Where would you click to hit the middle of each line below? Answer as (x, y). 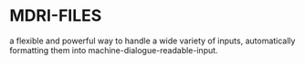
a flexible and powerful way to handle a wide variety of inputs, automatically (152, 41)
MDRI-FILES (56, 16)
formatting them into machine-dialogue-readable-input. (114, 50)
